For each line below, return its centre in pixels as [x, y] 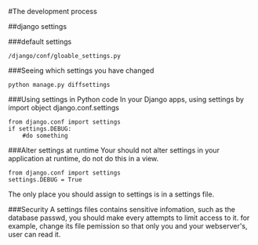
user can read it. [35, 234]
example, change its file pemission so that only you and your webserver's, [128, 226]
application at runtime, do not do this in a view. [84, 159]
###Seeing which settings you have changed [81, 70]
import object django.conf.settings [64, 108]
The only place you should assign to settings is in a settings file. [111, 194]
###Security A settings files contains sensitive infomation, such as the [122, 209]
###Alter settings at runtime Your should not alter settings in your [114, 150]
